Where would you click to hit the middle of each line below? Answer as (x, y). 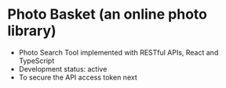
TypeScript (36, 61)
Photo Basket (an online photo (107, 14)
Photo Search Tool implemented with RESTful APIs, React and (118, 52)
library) (32, 31)
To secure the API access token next (78, 77)
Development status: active (63, 69)
